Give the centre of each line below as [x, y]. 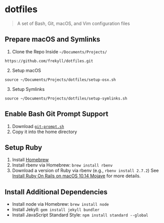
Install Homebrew [30, 160]
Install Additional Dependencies [56, 192]
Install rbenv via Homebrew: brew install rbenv [62, 165]
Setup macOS [27, 70]
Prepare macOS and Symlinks [53, 39]
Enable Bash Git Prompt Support [56, 114]
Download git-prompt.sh [38, 126]
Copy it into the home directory [45, 132]
